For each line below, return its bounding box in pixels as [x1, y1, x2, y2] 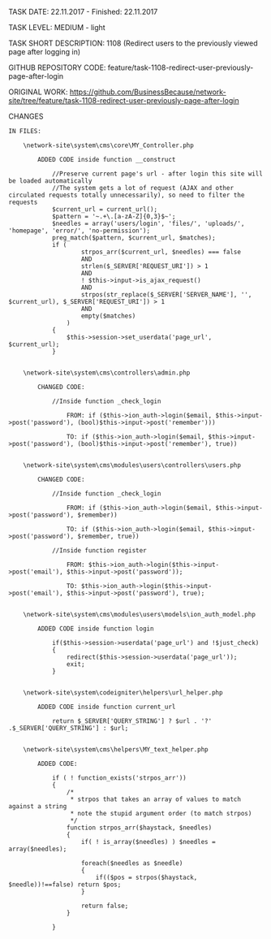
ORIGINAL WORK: [8, 87, 68, 97]
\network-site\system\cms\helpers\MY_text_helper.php [23, 746, 209, 754]
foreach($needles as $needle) [80, 859, 183, 868]
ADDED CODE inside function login [37, 625, 154, 633]
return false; [80, 902, 129, 910]
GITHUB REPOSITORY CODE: [8, 63, 106, 72]
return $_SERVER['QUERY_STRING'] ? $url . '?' [51, 717, 213, 725]
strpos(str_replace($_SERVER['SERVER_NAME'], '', [80, 291, 252, 299]
